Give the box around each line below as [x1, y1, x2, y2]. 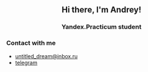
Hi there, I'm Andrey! [61, 5, 142, 15]
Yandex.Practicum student [61, 23, 142, 31]
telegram [14, 59, 37, 66]
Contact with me [6, 39, 56, 47]
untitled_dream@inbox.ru [14, 52, 78, 59]
